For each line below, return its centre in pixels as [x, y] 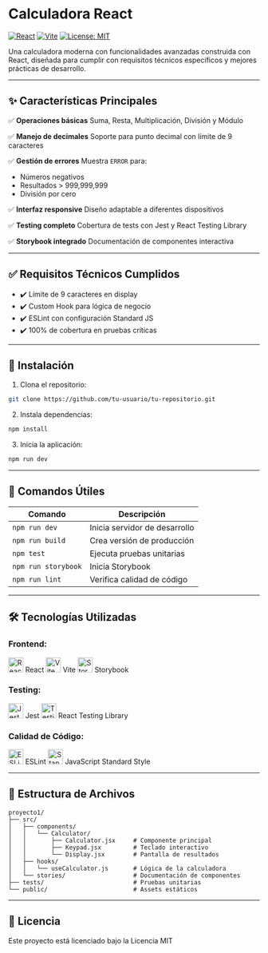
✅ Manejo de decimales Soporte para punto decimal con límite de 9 [120, 136]
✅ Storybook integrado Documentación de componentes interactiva [121, 241]
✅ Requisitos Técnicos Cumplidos [94, 274]
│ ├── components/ [43, 826]
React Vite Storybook [77, 669]
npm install [28, 429]
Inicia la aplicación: [51, 445]
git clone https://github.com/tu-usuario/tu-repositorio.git [112, 399]
